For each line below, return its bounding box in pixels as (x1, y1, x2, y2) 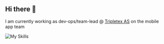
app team (5, 23, 25, 29)
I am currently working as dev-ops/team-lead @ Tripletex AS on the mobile (5, 18, 159, 24)
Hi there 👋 (5, 5, 36, 13)
